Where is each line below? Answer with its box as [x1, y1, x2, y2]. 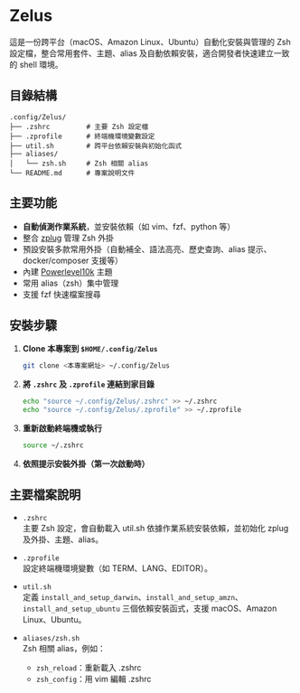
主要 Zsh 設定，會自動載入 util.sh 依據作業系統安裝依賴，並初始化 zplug [22, 522, 289, 533]
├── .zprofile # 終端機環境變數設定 [9, 132, 155, 141]
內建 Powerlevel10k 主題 [22, 266, 113, 276]
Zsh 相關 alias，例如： [22, 642, 107, 653]
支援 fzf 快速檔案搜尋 [22, 288, 101, 299]
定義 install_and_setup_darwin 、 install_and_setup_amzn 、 [22, 591, 244, 602]
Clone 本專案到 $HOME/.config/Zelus [22, 343, 158, 354]
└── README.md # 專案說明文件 [9, 168, 136, 177]
